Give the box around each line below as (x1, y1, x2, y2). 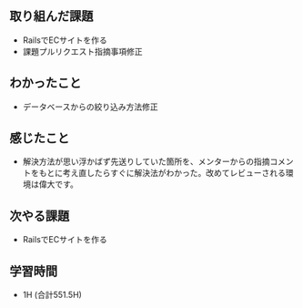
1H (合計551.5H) (22, 290, 82, 301)
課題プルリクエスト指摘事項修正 (22, 46, 143, 56)
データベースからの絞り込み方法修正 (22, 101, 159, 112)
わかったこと (9, 76, 82, 91)
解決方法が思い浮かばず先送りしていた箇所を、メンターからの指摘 (22, 156, 270, 167)
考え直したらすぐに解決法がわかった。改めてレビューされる (62, 168, 287, 179)
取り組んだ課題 (9, 8, 94, 25)
